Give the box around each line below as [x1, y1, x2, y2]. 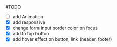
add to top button [12, 31, 49, 37]
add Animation [12, 14, 43, 19]
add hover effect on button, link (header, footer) [12, 36, 112, 42]
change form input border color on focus [12, 25, 98, 31]
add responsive [12, 19, 46, 25]
